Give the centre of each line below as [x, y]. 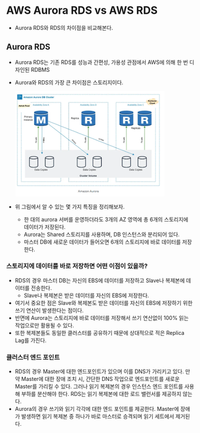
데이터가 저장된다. [44, 227]
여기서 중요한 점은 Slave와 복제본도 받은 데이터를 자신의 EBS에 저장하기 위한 [104, 302]
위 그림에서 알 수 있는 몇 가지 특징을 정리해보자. [70, 207]
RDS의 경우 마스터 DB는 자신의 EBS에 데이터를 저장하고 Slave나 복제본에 [100, 280]
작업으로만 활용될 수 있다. [44, 325]
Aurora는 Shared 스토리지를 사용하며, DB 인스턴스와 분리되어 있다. [102, 234]
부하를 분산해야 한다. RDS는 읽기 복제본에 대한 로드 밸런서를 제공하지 [101, 394]
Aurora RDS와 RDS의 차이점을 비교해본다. [64, 28]
